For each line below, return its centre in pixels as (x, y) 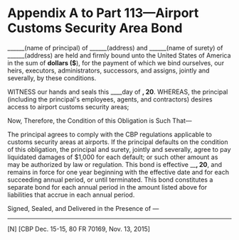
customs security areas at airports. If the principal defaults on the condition (118, 142)
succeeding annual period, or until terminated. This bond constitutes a (110, 180)
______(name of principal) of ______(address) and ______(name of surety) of (115, 48)
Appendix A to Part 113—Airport (103, 13)
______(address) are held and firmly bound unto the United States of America (119, 55)
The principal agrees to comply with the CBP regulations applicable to (110, 134)
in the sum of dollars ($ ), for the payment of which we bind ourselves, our (116, 62)
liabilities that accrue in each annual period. (71, 195)
